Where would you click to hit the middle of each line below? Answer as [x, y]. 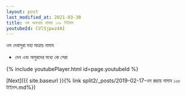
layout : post [22, 12]
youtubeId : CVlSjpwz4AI [36, 28]
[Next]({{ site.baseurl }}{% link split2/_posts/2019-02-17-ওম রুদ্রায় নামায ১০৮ [94, 80]
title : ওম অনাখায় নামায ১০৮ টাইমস [40, 23]
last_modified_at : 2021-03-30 [44, 17]
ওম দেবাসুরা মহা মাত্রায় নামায [30, 45]
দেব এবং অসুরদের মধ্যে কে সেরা [41, 57]
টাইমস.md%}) [21, 88]
